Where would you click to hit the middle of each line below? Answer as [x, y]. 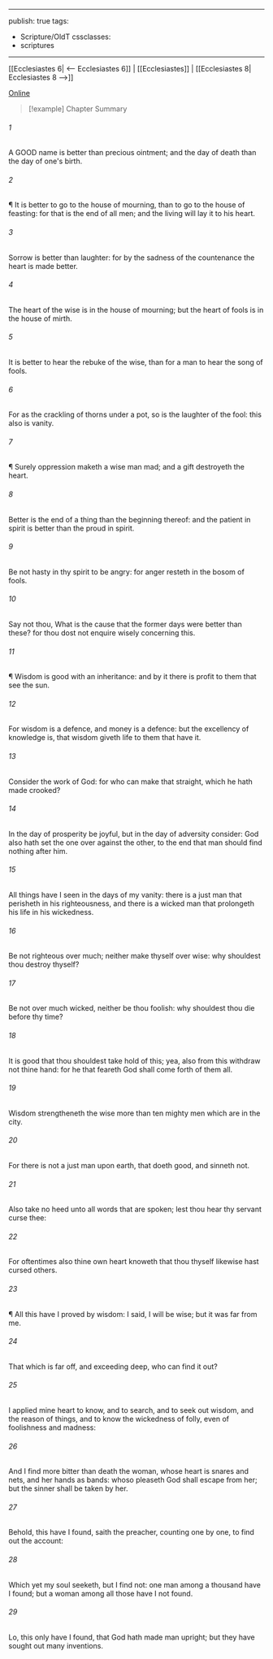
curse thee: [28, 1218]
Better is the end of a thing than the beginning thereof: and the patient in [130, 519]
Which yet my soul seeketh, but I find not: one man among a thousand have [135, 1584]
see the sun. [29, 685]
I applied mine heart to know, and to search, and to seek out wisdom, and [131, 1410]
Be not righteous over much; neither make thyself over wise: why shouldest [135, 956]
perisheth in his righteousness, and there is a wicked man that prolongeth [131, 903]
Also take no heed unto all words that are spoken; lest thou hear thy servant [135, 1209]
